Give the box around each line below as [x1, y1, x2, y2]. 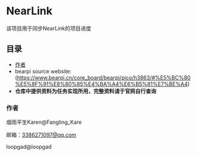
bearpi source [14, 68, 50, 75]
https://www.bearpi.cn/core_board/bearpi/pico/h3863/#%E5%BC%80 [17, 74, 191, 81]
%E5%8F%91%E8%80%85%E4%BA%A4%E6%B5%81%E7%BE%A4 [14, 80, 188, 87]
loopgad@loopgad [6, 143, 52, 151]
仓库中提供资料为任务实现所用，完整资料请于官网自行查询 [14, 87, 156, 94]
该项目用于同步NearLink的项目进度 [6, 25, 91, 32]
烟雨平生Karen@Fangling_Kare [6, 118, 82, 126]
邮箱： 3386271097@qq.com [6, 131, 76, 139]
